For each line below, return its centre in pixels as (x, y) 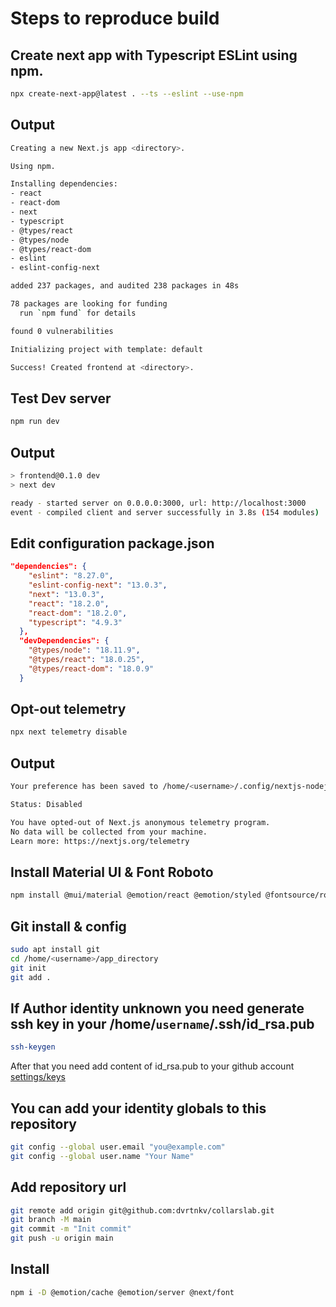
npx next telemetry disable (69, 732)
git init (28, 968)
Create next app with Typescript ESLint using (154, 55)
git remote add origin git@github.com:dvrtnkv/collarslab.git (142, 1210)
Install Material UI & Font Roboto (112, 872)
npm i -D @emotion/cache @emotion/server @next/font (122, 1292)
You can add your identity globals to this (138, 1108)
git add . (31, 977)
